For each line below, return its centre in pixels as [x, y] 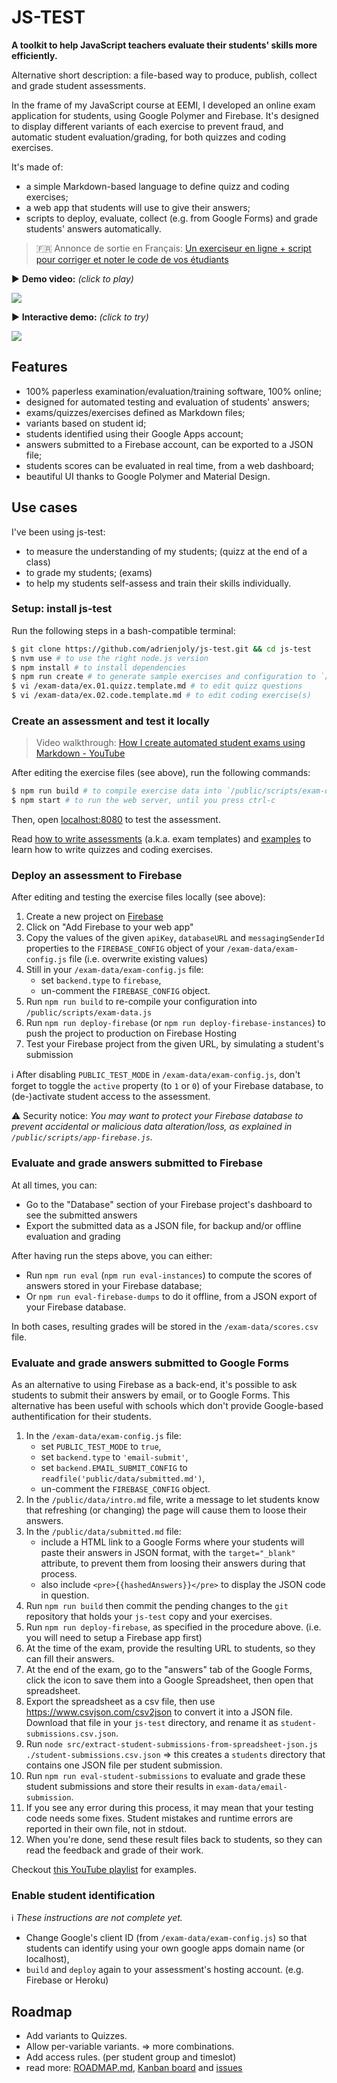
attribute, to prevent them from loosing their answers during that [173, 1563]
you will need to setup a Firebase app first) [114, 1638]
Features [39, 367]
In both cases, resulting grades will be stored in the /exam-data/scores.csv [165, 1326]
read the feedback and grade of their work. [114, 1850]
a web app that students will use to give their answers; [138, 207]
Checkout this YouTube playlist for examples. [104, 1870]
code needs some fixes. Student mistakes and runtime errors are [159, 1818]
